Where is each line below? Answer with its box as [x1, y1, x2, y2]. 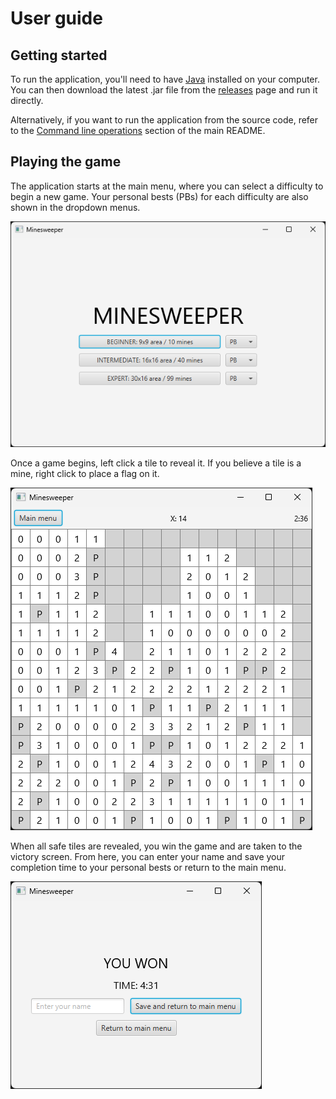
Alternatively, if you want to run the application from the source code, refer [10, 114, 319, 126]
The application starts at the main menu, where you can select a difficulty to [10, 180, 324, 192]
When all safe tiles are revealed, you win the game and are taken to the [10, 840, 303, 852]
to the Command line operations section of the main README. [10, 125, 266, 136]
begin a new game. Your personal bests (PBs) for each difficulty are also [10, 190, 309, 202]
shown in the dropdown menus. [10, 201, 141, 213]
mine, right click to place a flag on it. [10, 468, 160, 480]
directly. [10, 95, 44, 106]
